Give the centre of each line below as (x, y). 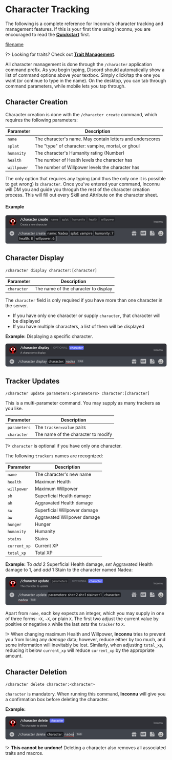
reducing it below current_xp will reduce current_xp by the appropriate (80, 650)
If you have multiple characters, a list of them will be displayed (78, 326)
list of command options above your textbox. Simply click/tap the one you (83, 75)
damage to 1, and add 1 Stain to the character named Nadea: (69, 569)
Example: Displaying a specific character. (49, 336)
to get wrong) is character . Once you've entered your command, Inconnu (83, 184)
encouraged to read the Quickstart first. (48, 34)
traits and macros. (24, 753)
